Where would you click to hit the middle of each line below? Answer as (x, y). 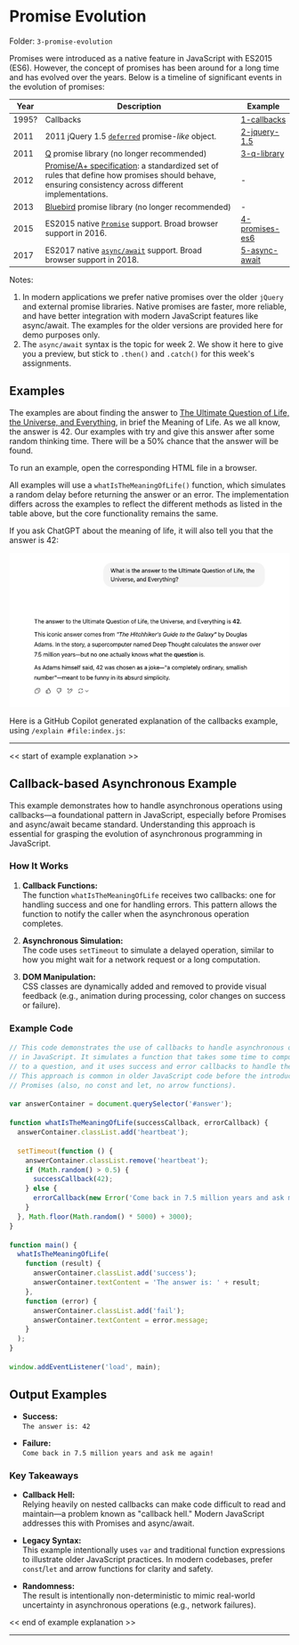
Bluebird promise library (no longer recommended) (138, 207)
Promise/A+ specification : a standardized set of (132, 166)
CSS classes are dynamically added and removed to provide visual (144, 986)
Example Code (41, 1028)
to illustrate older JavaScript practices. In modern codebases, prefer (147, 1559)
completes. (43, 923)
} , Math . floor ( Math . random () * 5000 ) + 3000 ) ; (105, 1217)
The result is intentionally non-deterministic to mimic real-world (138, 1595)
